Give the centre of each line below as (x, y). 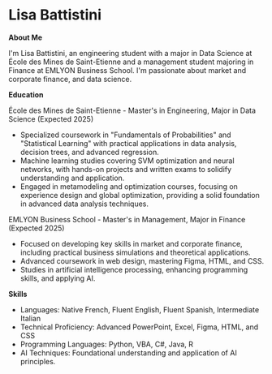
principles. (38, 361)
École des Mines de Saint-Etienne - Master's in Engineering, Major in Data (132, 110)
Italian (30, 318)
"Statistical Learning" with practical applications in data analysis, (128, 143)
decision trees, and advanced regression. (90, 152)
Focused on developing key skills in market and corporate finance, (131, 243)
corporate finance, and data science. (70, 79)
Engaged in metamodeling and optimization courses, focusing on (129, 186)
